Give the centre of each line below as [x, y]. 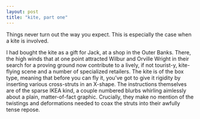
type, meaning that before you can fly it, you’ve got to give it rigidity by [93, 78]
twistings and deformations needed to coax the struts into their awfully [93, 103]
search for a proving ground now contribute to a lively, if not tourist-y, [92, 65]
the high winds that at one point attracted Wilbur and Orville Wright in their [98, 59]
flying [13, 71]
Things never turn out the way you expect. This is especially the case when [99, 34]
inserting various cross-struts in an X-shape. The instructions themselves [96, 84]
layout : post [22, 12]
